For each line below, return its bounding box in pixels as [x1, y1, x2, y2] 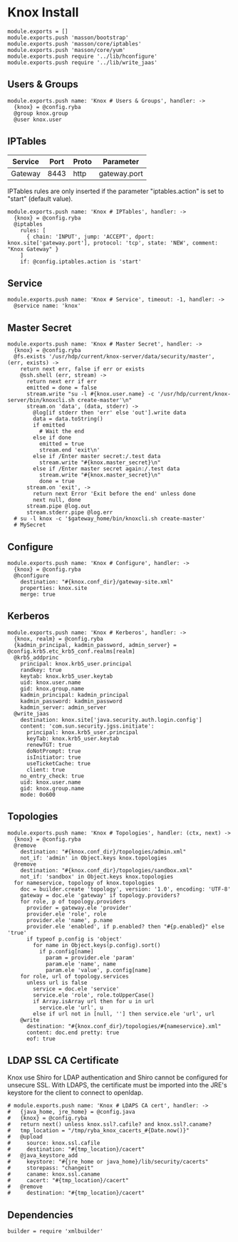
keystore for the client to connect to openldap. [7, 1088, 144, 1097]
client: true [26, 766, 66, 773]
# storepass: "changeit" [7, 1164, 94, 1172]
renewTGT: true [26, 741, 72, 748]
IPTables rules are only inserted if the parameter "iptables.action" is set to [7, 187, 224, 195]
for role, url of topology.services [20, 973, 130, 980]
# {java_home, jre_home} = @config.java [7, 1109, 135, 1116]
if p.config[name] [38, 948, 94, 955]
